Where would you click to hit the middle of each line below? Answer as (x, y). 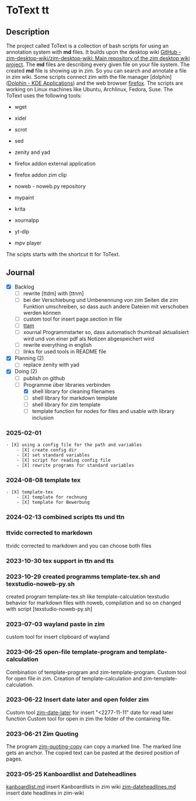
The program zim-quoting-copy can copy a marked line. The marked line (94, 747)
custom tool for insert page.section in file (73, 319)
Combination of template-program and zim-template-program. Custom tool (96, 672)
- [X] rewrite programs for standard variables (75, 466)
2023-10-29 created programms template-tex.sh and (83, 576)
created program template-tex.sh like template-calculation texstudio (88, 596)
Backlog (24, 287)
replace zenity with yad (51, 365)
